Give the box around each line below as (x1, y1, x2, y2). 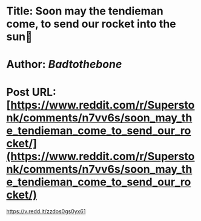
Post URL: (6, 85, 56, 99)
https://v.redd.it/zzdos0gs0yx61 (6, 208, 86, 215)
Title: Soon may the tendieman (6, 4, 163, 18)
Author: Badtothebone (6, 57, 122, 71)
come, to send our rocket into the (6, 17, 177, 31)
